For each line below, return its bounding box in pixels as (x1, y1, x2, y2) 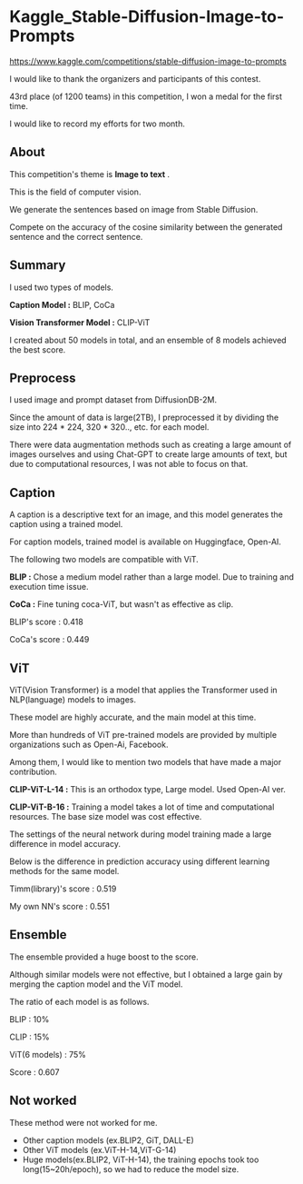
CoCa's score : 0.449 (9, 634, 90, 645)
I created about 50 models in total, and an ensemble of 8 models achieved (9, 334, 288, 345)
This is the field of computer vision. (9, 186, 142, 197)
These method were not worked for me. (9, 1117, 158, 1128)
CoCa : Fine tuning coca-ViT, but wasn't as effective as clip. (9, 599, 234, 610)
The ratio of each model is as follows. (9, 996, 150, 1007)
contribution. (9, 766, 57, 777)
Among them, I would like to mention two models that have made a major (9, 757, 282, 767)
